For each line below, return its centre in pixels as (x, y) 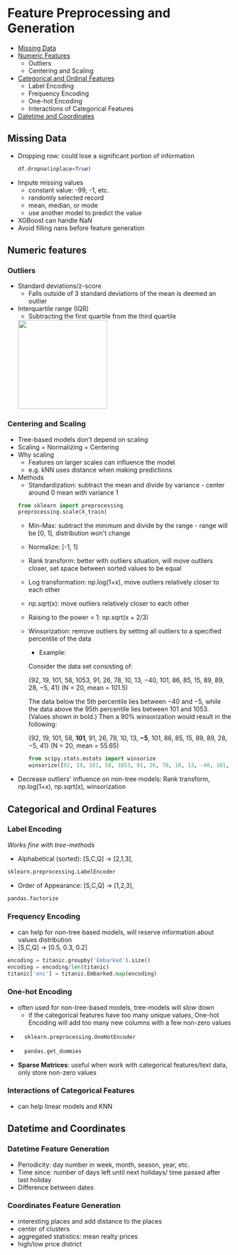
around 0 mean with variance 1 (73, 492)
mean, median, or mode (63, 205)
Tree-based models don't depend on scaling (83, 439)
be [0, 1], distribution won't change (79, 533)
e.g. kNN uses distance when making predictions (100, 470)
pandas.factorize (33, 898)
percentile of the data (60, 639)
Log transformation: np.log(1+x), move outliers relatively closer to (124, 582)
